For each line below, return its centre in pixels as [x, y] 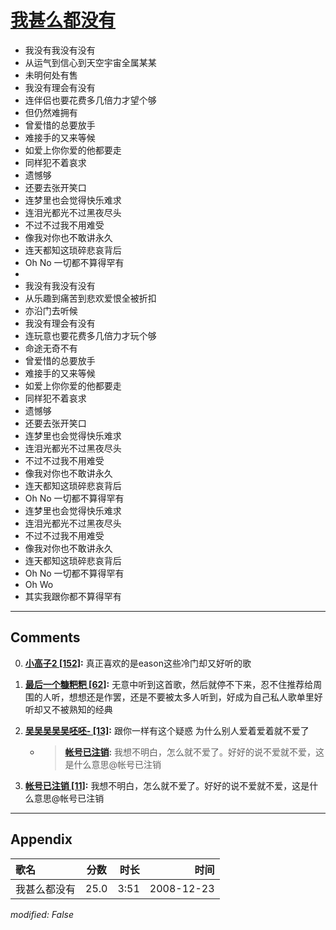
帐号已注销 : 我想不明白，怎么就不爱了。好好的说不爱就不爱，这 [194, 752]
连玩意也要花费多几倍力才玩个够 [90, 335]
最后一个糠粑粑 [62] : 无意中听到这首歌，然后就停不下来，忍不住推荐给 [169, 684]
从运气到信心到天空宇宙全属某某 [90, 62]
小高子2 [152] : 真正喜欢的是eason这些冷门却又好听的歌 [138, 663]
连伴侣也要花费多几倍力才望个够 [90, 100]
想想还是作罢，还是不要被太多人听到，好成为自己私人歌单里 [191, 697]
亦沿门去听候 [51, 310]
